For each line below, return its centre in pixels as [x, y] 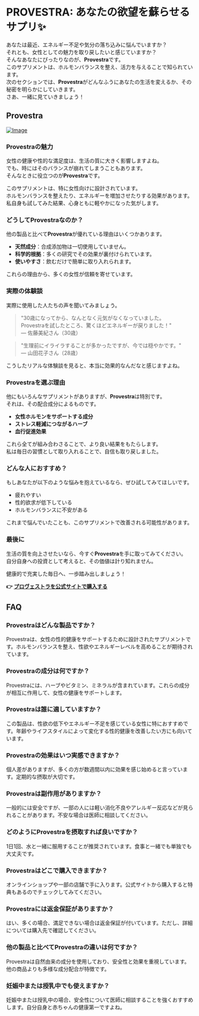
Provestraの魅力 [30, 146]
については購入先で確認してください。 [53, 930]
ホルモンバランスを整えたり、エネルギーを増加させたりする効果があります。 [99, 196]
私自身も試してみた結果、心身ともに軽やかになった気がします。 [84, 203]
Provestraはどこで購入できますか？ [57, 870]
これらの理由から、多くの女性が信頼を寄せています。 [71, 274]
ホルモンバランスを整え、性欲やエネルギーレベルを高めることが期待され [104, 647]
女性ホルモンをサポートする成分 [54, 416]
